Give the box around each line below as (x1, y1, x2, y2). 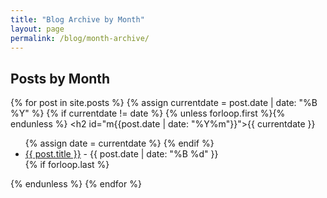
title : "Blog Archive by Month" (10, 14, 145, 25)
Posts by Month (10, 70, 111, 87)
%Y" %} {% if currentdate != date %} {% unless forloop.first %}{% (10, 107, 286, 120)
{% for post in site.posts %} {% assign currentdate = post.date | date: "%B (10, 97, 318, 109)
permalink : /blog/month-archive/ (10, 33, 150, 43)
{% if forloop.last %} (24, 159, 110, 171)
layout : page (10, 24, 65, 34)
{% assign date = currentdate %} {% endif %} (24, 137, 215, 150)
